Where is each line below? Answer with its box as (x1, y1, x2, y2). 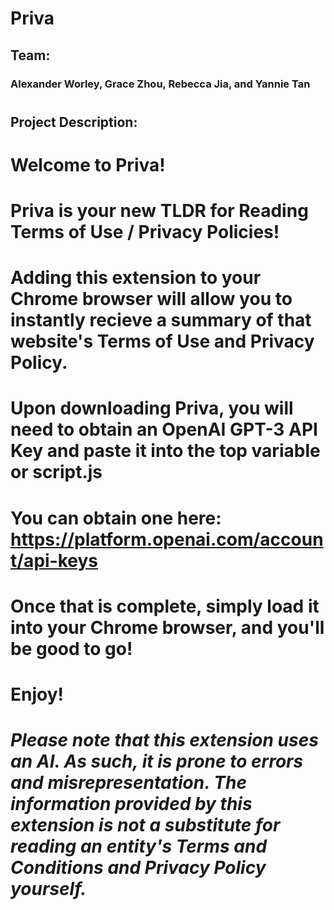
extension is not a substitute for (10, 814, 281, 837)
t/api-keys (10, 549, 99, 572)
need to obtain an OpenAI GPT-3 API (10, 418, 318, 441)
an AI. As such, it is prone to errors (10, 750, 304, 773)
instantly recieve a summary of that (10, 309, 312, 332)
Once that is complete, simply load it (10, 595, 320, 617)
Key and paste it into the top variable (10, 440, 321, 462)
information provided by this (10, 793, 253, 816)
